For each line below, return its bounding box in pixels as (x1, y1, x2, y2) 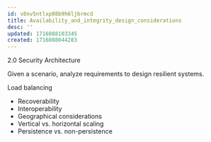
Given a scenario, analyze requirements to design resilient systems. (7, 70, 205, 78)
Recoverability (17, 97, 60, 106)
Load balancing (7, 83, 53, 92)
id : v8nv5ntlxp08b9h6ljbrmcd (7, 10, 93, 18)
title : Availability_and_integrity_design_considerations (7, 17, 182, 24)
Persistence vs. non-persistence (17, 127, 113, 136)
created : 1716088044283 (7, 37, 78, 44)
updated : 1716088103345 (7, 30, 78, 37)
